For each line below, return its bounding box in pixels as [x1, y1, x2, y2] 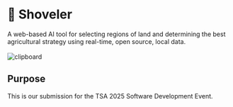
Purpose [7, 73, 46, 85]
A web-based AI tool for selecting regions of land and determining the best [7, 30, 226, 38]
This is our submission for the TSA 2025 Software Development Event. [7, 91, 214, 100]
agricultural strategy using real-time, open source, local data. [7, 37, 186, 45]
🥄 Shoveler [7, 6, 73, 23]
